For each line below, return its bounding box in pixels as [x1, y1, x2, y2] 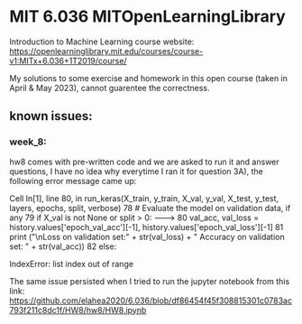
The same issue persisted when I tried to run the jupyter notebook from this [9, 275, 290, 286]
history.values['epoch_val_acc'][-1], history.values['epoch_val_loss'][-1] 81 [9, 221, 284, 232]
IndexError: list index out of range [9, 258, 133, 269]
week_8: [9, 135, 47, 148]
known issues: [9, 108, 93, 124]
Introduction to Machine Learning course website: [9, 36, 195, 47]
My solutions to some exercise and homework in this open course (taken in [9, 72, 288, 83]
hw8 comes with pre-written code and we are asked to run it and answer [9, 156, 279, 167]
